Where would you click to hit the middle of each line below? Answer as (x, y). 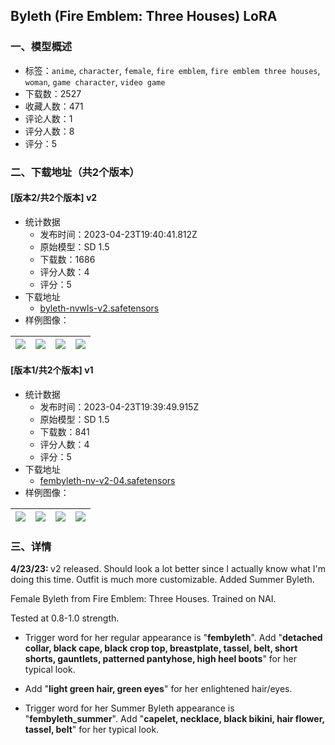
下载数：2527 (53, 93)
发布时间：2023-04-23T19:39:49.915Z (119, 407)
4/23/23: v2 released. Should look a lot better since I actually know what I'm (168, 569)
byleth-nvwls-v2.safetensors (99, 308)
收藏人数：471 (54, 106)
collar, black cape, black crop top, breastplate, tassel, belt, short (161, 648)
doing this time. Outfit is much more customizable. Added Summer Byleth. (162, 580)
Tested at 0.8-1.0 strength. (65, 618)
